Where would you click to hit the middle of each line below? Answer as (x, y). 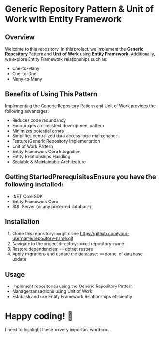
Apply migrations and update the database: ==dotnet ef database (77, 254)
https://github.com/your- (105, 234)
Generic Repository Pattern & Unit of (79, 9)
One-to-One (24, 74)
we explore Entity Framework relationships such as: (56, 59)
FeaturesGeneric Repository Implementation (56, 141)
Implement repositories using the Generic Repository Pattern (72, 286)
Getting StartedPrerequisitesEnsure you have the (80, 177)
